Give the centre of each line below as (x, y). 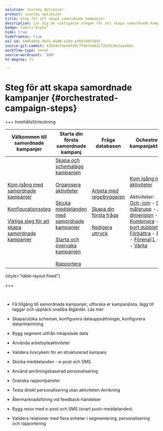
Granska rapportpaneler (36, 381)
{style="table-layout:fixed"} (33, 276)
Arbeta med (105, 191)
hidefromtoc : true (24, 37)
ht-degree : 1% (19, 59)
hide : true (16, 32)
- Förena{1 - (145, 240)
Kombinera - (144, 221)
